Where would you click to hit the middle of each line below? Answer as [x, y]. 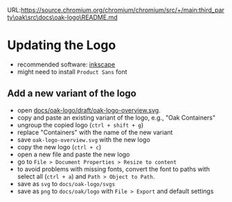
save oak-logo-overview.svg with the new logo [83, 139]
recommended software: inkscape [66, 64]
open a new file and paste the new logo [73, 154]
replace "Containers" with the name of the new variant [95, 132]
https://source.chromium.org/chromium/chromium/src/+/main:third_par [123, 10]
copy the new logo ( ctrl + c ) [59, 147]
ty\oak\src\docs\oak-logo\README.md [62, 17]
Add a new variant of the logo [72, 94]
